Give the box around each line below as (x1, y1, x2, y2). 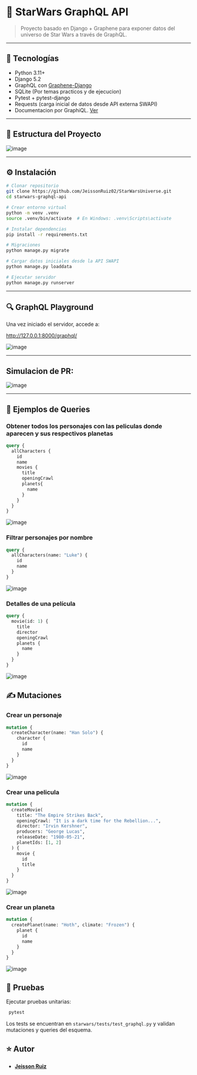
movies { (16, 465, 38, 470)
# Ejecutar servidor (6, 274, 57, 280)
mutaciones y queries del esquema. (6, 1026, 93, 1033)
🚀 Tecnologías (6, 54, 59, 64)
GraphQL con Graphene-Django (14, 82, 92, 89)
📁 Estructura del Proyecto (6, 129, 101, 139)
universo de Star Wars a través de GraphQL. (20, 31, 127, 38)
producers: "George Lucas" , (16, 829, 85, 834)
